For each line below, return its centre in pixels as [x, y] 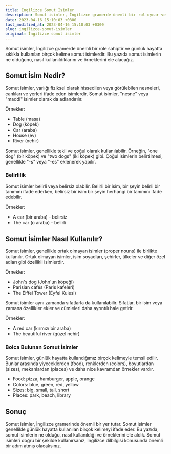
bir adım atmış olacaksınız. [33, 446]
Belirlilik [16, 175]
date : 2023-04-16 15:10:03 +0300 [41, 20]
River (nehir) [26, 141]
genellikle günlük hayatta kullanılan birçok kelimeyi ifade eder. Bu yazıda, [82, 429]
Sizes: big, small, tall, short [41, 390]
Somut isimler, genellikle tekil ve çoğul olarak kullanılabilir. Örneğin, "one [81, 151]
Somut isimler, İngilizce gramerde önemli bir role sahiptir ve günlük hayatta [84, 49]
